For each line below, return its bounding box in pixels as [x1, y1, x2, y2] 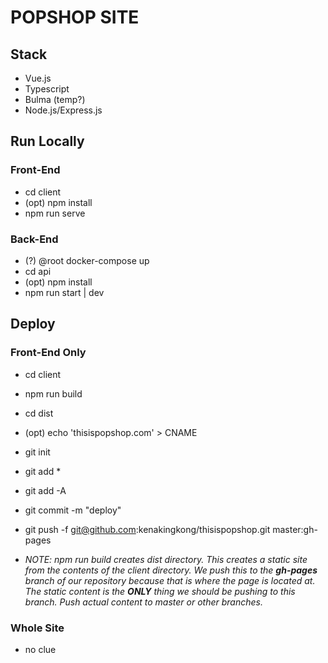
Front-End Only [10, 346, 87, 360]
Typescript [24, 83, 70, 95]
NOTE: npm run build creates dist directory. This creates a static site [24, 553, 308, 565]
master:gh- [272, 523, 318, 535]
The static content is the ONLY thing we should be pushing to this [24, 585, 296, 597]
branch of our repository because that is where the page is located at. [24, 574, 316, 586]
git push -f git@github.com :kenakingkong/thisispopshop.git [24, 523, 271, 535]
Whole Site [10, 621, 65, 635]
